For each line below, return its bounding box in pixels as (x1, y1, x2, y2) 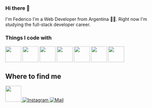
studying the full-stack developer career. (5, 21, 90, 28)
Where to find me (5, 72, 62, 80)
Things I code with (5, 34, 52, 41)
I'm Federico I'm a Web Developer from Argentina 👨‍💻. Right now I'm (5, 16, 147, 22)
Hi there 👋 (5, 5, 31, 12)
